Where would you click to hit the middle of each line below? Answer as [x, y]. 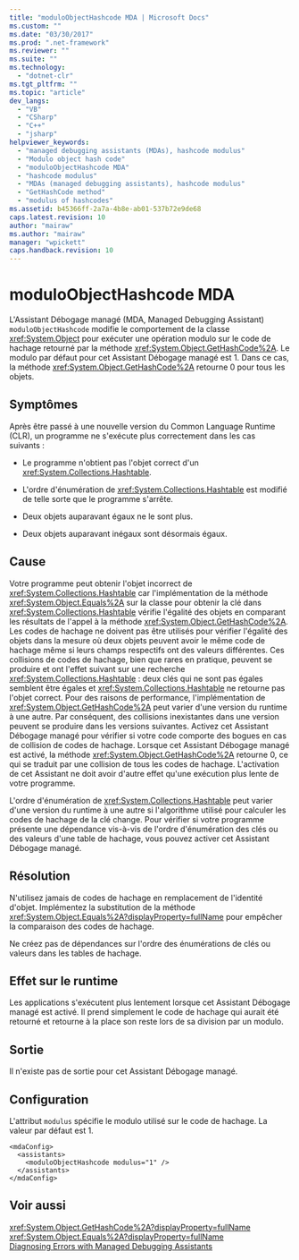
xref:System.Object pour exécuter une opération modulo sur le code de [140, 339]
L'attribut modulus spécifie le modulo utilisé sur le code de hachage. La [138, 1120]
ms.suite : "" [33, 59]
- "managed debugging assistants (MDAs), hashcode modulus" [131, 150]
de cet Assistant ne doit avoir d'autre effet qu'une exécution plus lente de [144, 773]
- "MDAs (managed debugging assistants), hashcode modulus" [131, 184]
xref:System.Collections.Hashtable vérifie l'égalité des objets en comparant [148, 612]
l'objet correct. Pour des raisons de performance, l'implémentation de [137, 697]
